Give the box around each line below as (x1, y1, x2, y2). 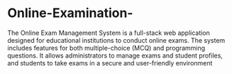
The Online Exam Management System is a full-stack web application (7, 28, 211, 37)
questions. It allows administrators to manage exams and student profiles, (7, 51, 223, 60)
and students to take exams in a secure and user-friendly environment (7, 58, 213, 67)
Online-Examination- (7, 5, 133, 21)
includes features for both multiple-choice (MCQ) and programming (7, 43, 206, 52)
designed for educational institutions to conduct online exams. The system (7, 36, 226, 44)
